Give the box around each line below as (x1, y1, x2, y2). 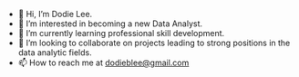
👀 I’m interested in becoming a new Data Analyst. (17, 18, 203, 29)
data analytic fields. (17, 47, 93, 58)
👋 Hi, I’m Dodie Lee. (17, 9, 93, 19)
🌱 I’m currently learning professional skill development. (17, 28, 225, 38)
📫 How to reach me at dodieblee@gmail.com (17, 57, 190, 68)
